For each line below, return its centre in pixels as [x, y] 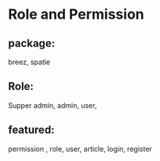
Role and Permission [76, 14]
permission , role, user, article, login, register [80, 148]
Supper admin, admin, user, [53, 105]
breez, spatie [29, 62]
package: [32, 43]
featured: [31, 130]
